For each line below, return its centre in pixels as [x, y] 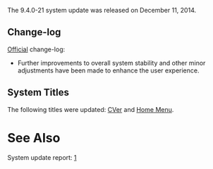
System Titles [38, 93]
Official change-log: [36, 49]
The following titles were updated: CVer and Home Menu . [91, 109]
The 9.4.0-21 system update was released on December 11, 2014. [102, 10]
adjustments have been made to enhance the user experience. [108, 70]
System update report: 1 [42, 157]
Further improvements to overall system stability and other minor [111, 63]
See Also [34, 138]
